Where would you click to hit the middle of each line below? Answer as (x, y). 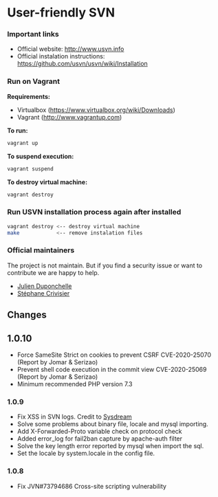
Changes (27, 315)
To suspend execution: (41, 156)
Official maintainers (41, 250)
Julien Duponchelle (44, 286)
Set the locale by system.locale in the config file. (86, 453)
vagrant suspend (30, 169)
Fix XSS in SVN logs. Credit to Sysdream (74, 417)
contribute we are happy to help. (53, 272)
